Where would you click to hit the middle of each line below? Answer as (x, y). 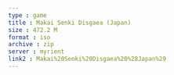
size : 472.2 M (33, 30)
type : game (27, 15)
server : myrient (36, 52)
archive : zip (31, 45)
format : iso (29, 37)
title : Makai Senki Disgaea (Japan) (70, 23)
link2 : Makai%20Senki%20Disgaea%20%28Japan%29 (87, 59)
